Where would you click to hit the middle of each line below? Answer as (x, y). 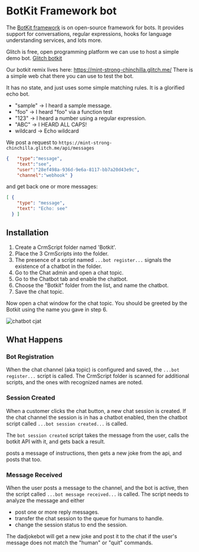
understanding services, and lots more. (54, 40)
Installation (27, 233)
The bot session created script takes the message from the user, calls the (97, 435)
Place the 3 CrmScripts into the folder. (62, 253)
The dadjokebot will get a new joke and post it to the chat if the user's (92, 536)
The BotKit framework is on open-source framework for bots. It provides (95, 27)
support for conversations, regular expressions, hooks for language (89, 33)
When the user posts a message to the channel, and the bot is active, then (97, 488)
